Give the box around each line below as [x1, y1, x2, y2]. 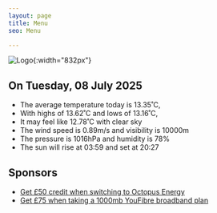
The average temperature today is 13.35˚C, [19, 100, 161, 110]
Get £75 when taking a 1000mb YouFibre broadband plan [19, 195, 209, 205]
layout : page [8, 11, 52, 20]
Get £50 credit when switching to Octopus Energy [19, 187, 186, 196]
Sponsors [8, 166, 58, 179]
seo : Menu [8, 26, 42, 34]
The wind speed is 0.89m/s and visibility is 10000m [19, 126, 190, 135]
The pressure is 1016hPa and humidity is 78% [19, 134, 171, 144]
